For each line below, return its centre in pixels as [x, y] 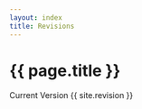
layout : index [36, 18]
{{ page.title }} [65, 71]
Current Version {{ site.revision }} [71, 95]
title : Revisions [42, 26]
